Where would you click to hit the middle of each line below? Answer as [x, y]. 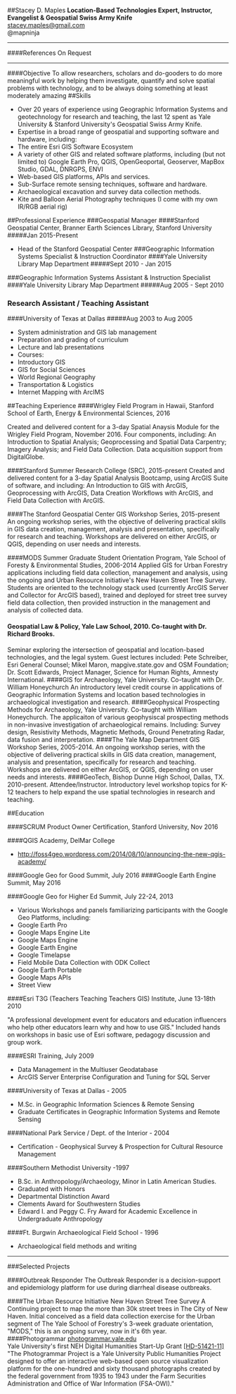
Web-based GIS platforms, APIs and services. [84, 177]
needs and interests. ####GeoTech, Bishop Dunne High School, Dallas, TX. [116, 777]
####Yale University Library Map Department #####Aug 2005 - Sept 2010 [116, 285]
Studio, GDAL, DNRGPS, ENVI [60, 169]
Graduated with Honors [51, 1189]
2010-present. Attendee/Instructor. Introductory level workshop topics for [113, 784]
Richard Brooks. [31, 634]
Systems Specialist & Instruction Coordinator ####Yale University [112, 256]
